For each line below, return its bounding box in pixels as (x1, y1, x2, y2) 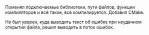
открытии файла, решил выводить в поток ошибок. (5, 24, 114, 30)
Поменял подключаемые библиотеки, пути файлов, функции (5, 4, 135, 10)
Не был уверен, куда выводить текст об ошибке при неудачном (5, 19, 142, 25)
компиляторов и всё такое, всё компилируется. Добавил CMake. (5, 9, 144, 15)
